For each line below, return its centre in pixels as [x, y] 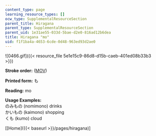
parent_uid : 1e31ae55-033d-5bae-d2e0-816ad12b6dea [58, 33]
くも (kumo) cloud [24, 118]
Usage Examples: [23, 100]
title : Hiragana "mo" [27, 37]
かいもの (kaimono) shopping [35, 112]
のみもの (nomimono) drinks [34, 106]
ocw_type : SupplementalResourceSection [46, 19]
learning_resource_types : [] [35, 14]
